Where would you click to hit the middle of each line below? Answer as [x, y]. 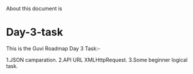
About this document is [34, 9]
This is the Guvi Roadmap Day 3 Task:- [53, 48]
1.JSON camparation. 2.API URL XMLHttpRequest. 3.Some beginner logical [97, 60]
